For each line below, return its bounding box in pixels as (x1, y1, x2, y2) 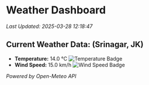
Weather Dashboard (6, 3, 106, 17)
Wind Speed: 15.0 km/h (14, 61, 72, 68)
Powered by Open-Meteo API (6, 72, 77, 79)
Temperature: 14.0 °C (14, 55, 68, 62)
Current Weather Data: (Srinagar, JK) (6, 40, 144, 49)
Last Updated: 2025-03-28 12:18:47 (6, 23, 93, 30)
